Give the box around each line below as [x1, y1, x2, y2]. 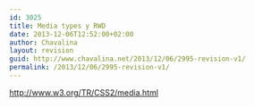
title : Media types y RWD [9, 21, 106, 30]
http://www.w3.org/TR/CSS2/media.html [9, 86, 159, 98]
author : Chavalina [9, 37, 78, 47]
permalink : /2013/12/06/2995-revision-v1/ [9, 63, 170, 72]
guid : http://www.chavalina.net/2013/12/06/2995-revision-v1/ [9, 54, 246, 63]
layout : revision [9, 46, 74, 55]
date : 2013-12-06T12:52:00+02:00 [9, 29, 134, 38]
